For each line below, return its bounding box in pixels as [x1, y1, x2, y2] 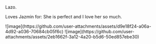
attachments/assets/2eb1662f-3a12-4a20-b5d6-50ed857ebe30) [5, 34, 139, 40]
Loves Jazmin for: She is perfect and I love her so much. [5, 14, 122, 19]
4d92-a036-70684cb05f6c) [5, 29, 64, 34]
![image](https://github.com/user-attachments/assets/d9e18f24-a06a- [5, 23, 151, 29]
